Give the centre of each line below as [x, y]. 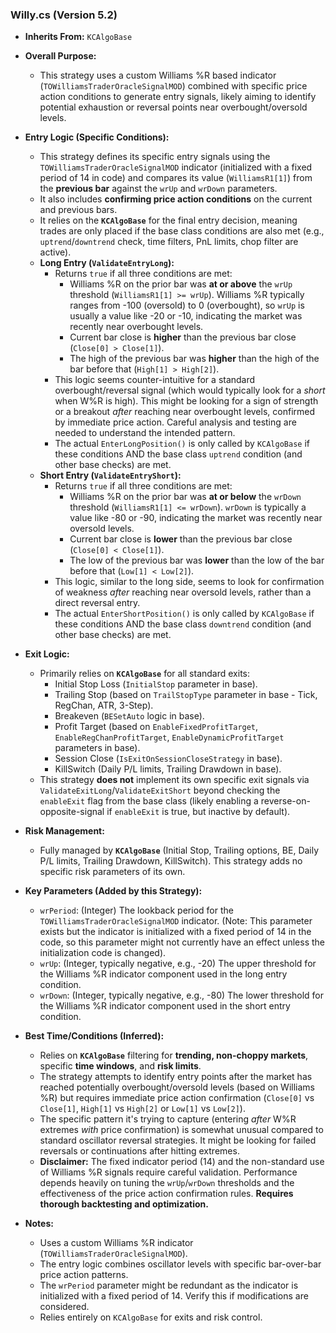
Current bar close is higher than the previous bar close [183, 337]
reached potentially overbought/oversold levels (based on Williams [177, 1087]
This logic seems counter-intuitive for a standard [155, 380]
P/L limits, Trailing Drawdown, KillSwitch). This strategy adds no [171, 861]
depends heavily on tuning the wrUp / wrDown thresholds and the [167, 1183]
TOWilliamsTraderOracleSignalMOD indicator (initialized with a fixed [176, 167]
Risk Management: [64, 831]
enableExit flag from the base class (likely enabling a [149, 801]
